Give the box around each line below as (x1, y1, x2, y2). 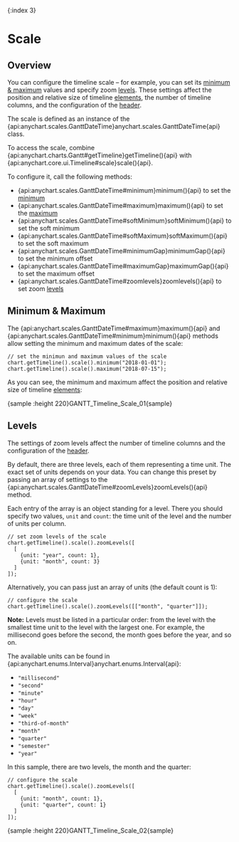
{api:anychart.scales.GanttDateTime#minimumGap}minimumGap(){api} (17, 247, 225, 255)
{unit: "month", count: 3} (20, 558, 100, 565)
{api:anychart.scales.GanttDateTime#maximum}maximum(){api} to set (17, 201, 223, 209)
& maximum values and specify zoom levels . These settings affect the (7, 85, 212, 94)
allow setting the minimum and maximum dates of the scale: (7, 339, 184, 347)
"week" (17, 712, 38, 720)
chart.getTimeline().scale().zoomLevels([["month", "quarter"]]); (7, 603, 208, 610)
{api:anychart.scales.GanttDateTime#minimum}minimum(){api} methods (7, 331, 219, 340)
